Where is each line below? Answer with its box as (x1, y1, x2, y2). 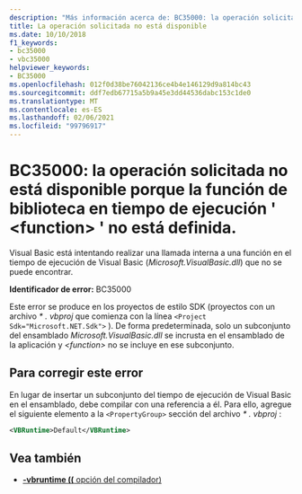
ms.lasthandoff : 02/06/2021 (9, 113, 115, 122)
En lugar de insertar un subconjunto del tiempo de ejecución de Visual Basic (9, 389, 292, 400)
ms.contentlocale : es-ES (9, 105, 102, 114)
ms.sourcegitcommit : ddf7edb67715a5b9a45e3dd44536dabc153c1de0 (9, 88, 252, 97)
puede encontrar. (9, 266, 74, 277)
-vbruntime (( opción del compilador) (22, 474, 162, 485)
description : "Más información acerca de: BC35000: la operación (9, 13, 259, 22)
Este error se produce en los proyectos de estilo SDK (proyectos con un (9, 301, 276, 312)
